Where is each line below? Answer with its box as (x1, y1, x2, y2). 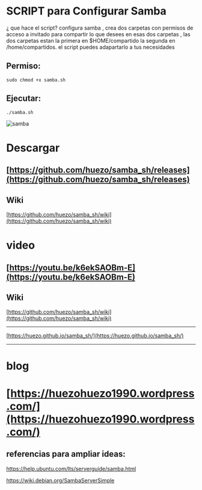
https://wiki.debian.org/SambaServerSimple (6, 477, 115, 484)
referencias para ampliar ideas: (6, 449, 126, 459)
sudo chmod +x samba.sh (6, 77, 66, 83)
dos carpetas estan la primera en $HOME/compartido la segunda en (6, 37, 176, 44)
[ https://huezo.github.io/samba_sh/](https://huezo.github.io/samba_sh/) (6, 332, 184, 339)
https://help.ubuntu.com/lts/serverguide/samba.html (6, 465, 136, 472)
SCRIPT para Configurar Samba (6, 4, 167, 18)
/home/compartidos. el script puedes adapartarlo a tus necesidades (6, 43, 176, 51)
